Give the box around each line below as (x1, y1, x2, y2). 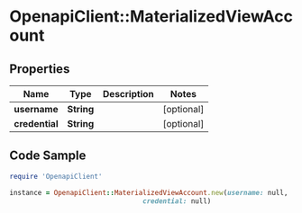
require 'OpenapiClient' (9, 172, 103, 181)
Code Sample (9, 148, 87, 164)
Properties (9, 61, 70, 76)
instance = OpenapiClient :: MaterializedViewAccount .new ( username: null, (9, 188, 288, 197)
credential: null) (142, 196, 212, 206)
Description (102, 88, 155, 100)
